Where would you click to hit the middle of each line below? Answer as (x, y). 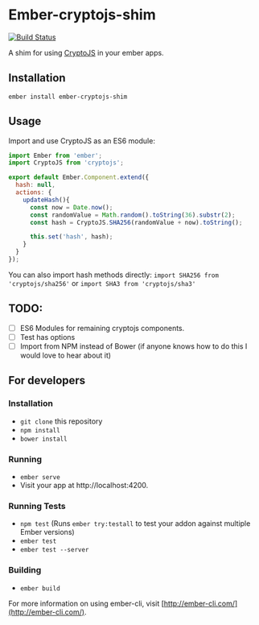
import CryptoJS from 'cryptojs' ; (66, 163)
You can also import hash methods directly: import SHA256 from (114, 275)
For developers (47, 381)
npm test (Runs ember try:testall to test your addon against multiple (135, 524)
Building (25, 570)
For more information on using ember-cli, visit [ (86, 603)
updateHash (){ (46, 200)
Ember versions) (47, 532)
